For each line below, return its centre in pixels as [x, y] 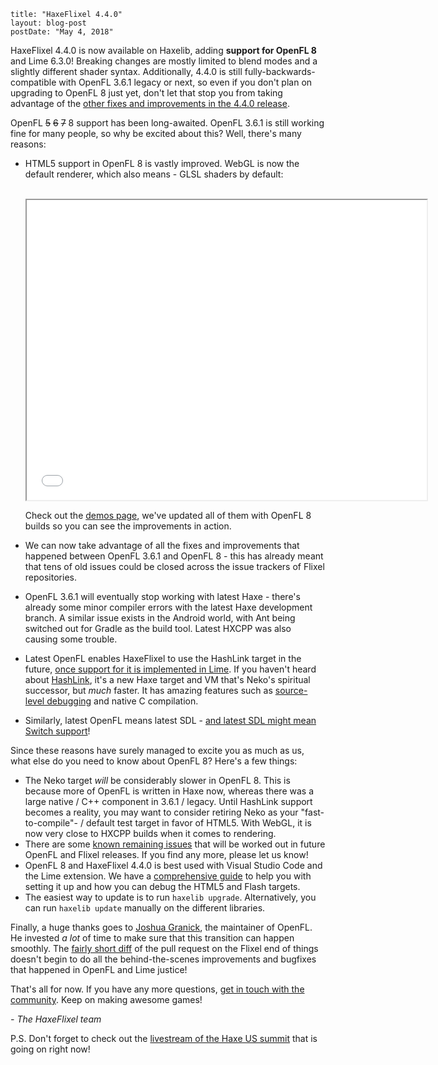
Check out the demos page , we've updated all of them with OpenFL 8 [168, 515]
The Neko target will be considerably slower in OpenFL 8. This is [157, 780]
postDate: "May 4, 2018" [62, 32]
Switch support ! [57, 731]
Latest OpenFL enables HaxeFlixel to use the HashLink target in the [163, 658]
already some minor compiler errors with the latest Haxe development [168, 607]
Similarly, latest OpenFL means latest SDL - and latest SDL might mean [170, 720]
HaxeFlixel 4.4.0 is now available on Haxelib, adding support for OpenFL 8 [163, 50]
